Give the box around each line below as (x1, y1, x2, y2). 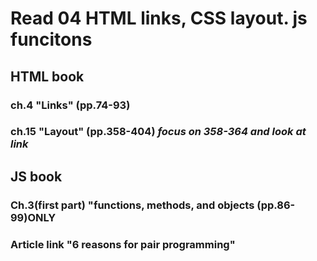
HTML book (10, 68, 85, 85)
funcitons (10, 28, 93, 51)
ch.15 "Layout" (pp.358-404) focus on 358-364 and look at (10, 125, 307, 139)
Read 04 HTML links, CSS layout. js (10, 7, 308, 30)
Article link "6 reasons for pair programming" (10, 237, 236, 251)
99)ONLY (10, 210, 57, 224)
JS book (10, 168, 63, 185)
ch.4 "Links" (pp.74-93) (10, 98, 131, 112)
